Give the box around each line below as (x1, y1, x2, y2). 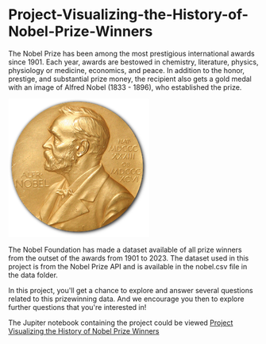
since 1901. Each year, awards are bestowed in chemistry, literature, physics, (8, 57, 259, 67)
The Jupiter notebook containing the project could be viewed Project (8, 318, 233, 327)
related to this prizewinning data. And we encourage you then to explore (8, 294, 245, 303)
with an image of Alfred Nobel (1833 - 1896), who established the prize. (8, 82, 242, 92)
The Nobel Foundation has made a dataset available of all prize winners (8, 245, 242, 254)
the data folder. (8, 270, 58, 280)
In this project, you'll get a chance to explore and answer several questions (8, 285, 253, 295)
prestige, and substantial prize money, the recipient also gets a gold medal (8, 74, 252, 83)
